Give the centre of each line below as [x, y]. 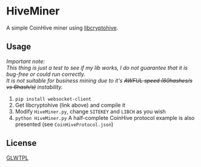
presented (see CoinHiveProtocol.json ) [64, 124]
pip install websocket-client [53, 99]
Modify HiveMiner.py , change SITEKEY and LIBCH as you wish [91, 111]
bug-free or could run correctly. [46, 74]
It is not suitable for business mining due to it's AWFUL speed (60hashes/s [99, 80]
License [21, 143]
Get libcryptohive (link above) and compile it [70, 105]
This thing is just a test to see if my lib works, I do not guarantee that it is [97, 68]
